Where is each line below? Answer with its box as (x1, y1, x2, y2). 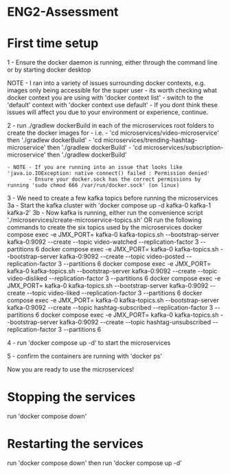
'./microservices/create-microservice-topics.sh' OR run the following (7, 216, 202, 224)
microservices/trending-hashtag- (103, 136, 198, 144)
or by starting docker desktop (7, 66, 91, 74)
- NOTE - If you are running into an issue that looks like (7, 164, 183, 171)
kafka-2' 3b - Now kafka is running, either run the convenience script (7, 209, 204, 217)
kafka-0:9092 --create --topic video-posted (59, 252, 185, 261)
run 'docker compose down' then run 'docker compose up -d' (7, 459, 182, 467)
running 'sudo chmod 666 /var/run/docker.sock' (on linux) (7, 182, 180, 189)
